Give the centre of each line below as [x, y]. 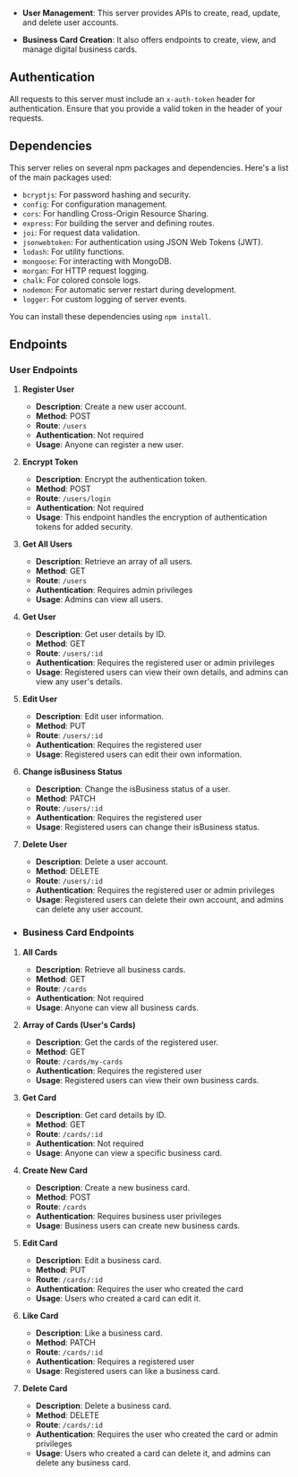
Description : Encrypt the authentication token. [121, 480]
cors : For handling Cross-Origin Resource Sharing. [115, 213]
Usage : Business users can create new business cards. [138, 1226]
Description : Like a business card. [99, 1333]
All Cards [40, 952]
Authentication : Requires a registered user [115, 1361]
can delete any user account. [89, 909]
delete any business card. [83, 1463]
